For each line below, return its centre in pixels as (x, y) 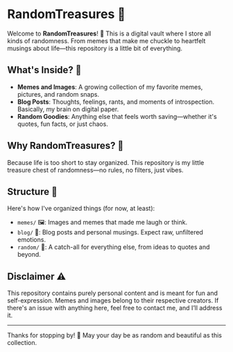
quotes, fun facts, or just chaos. (63, 124)
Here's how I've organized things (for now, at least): (81, 209)
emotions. (32, 240)
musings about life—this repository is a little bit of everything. (95, 48)
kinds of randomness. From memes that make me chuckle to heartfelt (106, 40)
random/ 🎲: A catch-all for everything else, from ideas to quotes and (113, 247)
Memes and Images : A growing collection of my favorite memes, (110, 87)
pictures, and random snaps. (58, 94)
